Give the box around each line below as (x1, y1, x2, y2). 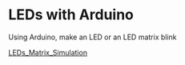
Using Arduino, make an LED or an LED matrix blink (8, 32, 178, 42)
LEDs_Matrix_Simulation (8, 47, 88, 57)
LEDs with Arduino (8, 6, 135, 24)
